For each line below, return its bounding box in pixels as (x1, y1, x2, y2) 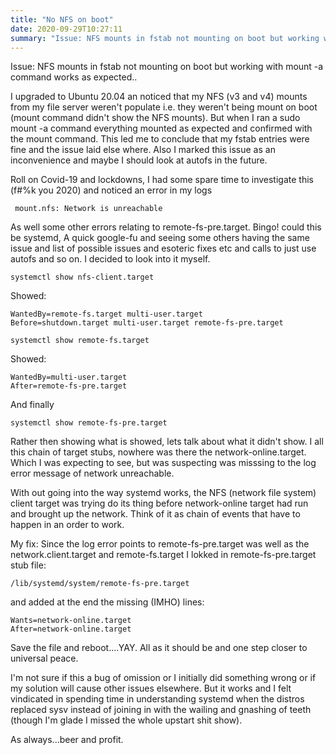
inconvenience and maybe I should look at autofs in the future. (10, 154, 268, 166)
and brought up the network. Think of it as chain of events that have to (10, 508, 301, 520)
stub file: (10, 559, 47, 571)
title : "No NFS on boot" (10, 14, 114, 25)
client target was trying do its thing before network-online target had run (10, 497, 309, 510)
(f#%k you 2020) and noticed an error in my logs (10, 184, 213, 196)
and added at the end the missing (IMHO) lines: (10, 596, 205, 608)
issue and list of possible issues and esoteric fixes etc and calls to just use (10, 242, 317, 255)
